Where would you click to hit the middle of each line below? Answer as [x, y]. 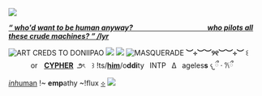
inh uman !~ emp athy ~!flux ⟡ [57, 83]
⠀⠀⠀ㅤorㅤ [26, 65]
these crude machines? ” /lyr [59, 36]
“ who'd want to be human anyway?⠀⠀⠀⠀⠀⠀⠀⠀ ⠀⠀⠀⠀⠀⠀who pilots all [131, 27]
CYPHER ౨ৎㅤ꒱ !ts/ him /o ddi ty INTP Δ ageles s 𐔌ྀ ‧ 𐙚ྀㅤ [142, 65]
